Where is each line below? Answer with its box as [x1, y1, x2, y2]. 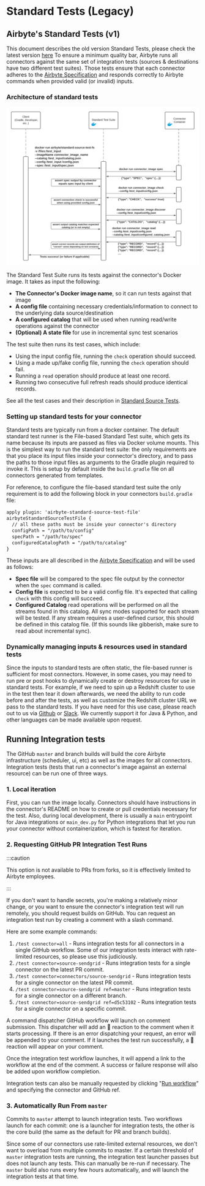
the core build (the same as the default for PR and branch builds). [6, 1128, 171, 1136]
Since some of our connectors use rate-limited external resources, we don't [6, 1140, 198, 1147]
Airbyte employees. [6, 872, 56, 880]
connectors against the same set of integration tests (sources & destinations [6, 58, 199, 65]
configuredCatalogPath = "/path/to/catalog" [12, 540, 127, 546]
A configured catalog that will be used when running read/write [15, 316, 177, 323]
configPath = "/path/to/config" [12, 528, 95, 534]
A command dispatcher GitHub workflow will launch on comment [6, 1016, 170, 1024]
